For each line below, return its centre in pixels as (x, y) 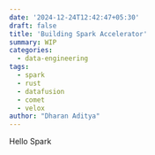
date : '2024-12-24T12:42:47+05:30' (74, 17)
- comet (31, 100)
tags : (19, 67)
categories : (31, 50)
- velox (31, 108)
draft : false (33, 26)
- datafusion (41, 91)
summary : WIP (33, 42)
